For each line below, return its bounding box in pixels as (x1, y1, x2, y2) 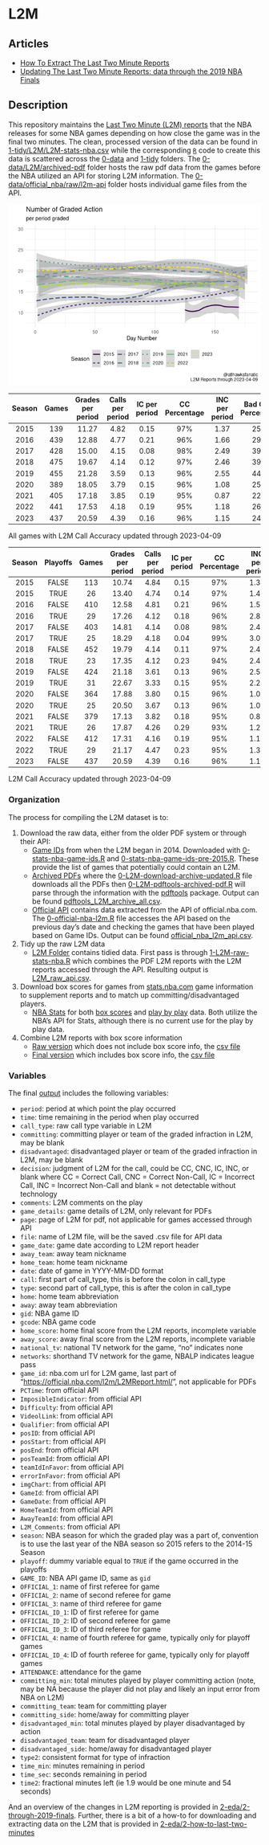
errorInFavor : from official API (19, 1471, 121, 1480)
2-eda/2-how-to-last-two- (159, 1818, 247, 1828)
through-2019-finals (8, 1810, 74, 1820)
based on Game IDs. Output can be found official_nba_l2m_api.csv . (31, 930, 254, 940)
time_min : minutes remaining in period (19, 1761, 146, 1770)
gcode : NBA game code (19, 1316, 96, 1326)
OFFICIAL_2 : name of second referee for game (19, 1590, 171, 1599)
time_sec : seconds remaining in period (19, 1769, 147, 1779)
